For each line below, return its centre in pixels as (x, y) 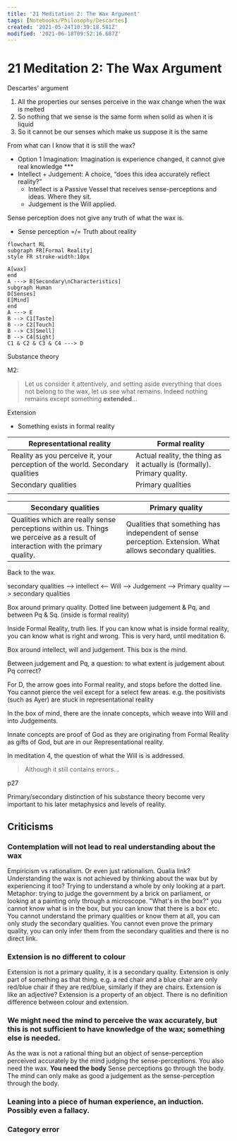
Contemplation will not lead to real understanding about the (111, 846)
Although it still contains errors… (72, 769)
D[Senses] (22, 294)
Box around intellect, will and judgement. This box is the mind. (97, 650)
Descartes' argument (38, 88)
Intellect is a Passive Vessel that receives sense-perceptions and (122, 189)
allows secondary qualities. (171, 550)
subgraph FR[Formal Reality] (50, 251)
